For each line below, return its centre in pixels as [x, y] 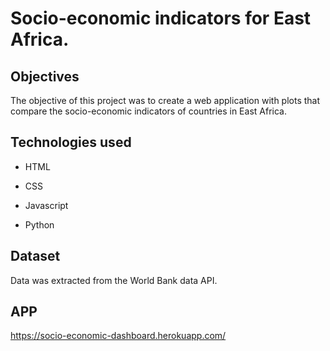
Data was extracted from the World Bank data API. [114, 280]
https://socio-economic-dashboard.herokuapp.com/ [118, 336]
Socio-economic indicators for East [161, 18]
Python [39, 224]
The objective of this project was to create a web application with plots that [165, 100]
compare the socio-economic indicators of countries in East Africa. [148, 111]
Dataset [35, 256]
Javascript [46, 205]
